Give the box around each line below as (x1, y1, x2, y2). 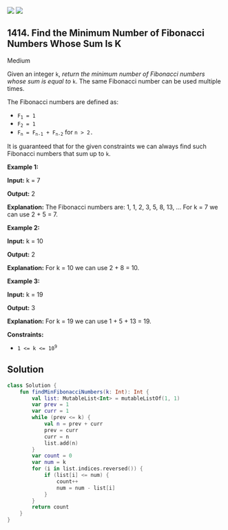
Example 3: (7, 276, 40, 285)
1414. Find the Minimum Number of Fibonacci (7, 28, 205, 39)
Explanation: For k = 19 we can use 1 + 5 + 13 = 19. (7, 317, 152, 325)
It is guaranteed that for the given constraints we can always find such (7, 142, 207, 150)
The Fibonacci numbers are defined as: (7, 97, 119, 106)
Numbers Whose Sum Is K (7, 38, 122, 50)
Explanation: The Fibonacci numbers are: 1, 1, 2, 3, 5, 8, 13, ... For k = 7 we (7, 203, 218, 211)
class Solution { (7, 382, 57, 389)
